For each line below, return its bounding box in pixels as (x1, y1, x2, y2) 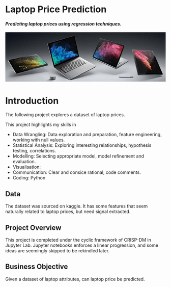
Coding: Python (12, 175, 46, 181)
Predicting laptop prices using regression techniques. (5, 20, 122, 27)
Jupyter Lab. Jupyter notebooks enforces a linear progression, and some (5, 242, 159, 248)
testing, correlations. (12, 148, 56, 154)
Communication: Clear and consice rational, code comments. (12, 169, 141, 175)
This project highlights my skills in (5, 121, 76, 128)
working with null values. (12, 137, 65, 143)
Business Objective (5, 263, 68, 271)
